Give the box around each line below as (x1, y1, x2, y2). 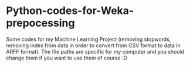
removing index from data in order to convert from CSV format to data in (6, 42, 181, 49)
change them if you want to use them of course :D (6, 54, 127, 61)
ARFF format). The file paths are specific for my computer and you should (6, 48, 185, 55)
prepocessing (6, 16, 75, 30)
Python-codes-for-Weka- (6, 4, 134, 17)
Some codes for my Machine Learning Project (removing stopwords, (6, 36, 171, 43)
